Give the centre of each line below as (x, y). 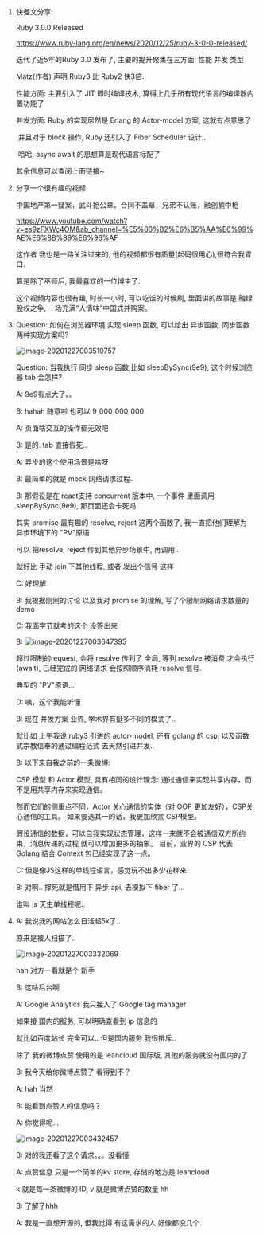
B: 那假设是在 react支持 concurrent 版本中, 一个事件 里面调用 (115, 496)
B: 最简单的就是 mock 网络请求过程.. (75, 479)
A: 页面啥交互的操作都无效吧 (62, 428)
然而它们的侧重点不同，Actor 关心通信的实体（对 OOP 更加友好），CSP (131, 806)
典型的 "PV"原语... (45, 685)
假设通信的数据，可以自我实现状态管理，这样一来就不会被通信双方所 (127, 833)
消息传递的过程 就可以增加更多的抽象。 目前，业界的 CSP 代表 (131, 843)
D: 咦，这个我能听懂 (48, 702)
